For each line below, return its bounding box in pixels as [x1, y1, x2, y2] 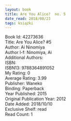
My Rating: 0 [5, 70, 30, 76]
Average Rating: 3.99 [5, 75, 47, 81]
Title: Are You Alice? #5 [5, 39, 52, 45]
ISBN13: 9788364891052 [5, 65, 55, 71]
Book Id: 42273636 [5, 34, 43, 40]
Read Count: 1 [5, 111, 33, 117]
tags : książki [5, 20, 34, 26]
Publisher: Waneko [5, 81, 43, 86]
